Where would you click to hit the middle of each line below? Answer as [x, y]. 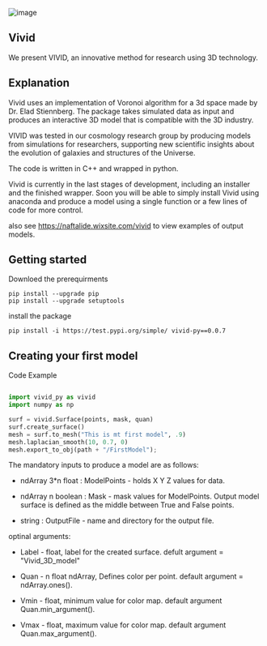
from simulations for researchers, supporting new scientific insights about [131, 144]
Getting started [48, 260]
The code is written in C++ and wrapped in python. [93, 168]
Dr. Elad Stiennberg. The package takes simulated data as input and [121, 111]
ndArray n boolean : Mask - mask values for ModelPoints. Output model [140, 496]
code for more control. [46, 210]
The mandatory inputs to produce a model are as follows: [104, 465]
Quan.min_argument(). [57, 610]
